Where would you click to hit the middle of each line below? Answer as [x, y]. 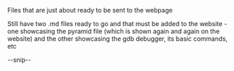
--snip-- [19, 60]
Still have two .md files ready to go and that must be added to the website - [117, 24]
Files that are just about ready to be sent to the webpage [90, 10]
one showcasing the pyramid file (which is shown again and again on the [113, 31]
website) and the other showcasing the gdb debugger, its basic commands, [118, 39]
